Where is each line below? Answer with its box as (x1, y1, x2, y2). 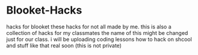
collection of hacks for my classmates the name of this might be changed (6, 29, 188, 36)
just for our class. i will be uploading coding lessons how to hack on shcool (6, 35, 193, 43)
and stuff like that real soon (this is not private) (6, 42, 122, 49)
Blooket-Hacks (6, 4, 82, 17)
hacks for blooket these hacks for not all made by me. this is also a (6, 23, 172, 30)
